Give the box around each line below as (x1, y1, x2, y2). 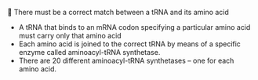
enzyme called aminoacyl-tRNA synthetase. (18, 48, 161, 56)
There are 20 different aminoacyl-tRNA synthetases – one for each (18, 56, 234, 65)
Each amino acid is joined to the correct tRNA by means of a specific (18, 39, 241, 49)
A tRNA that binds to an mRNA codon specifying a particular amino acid (18, 23, 251, 31)
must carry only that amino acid (18, 31, 122, 40)
